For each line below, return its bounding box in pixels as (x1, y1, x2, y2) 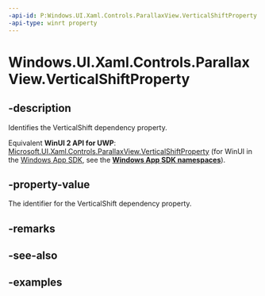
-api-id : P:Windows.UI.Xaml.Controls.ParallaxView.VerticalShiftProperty (8, 11, 258, 20)
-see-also (8, 249, 58, 263)
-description (8, 102, 71, 115)
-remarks (8, 221, 56, 235)
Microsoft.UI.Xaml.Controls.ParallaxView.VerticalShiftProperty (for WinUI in (8, 146, 252, 156)
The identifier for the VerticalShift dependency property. (8, 199, 192, 209)
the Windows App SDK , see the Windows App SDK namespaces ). (8, 155, 226, 164)
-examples (8, 275, 63, 290)
